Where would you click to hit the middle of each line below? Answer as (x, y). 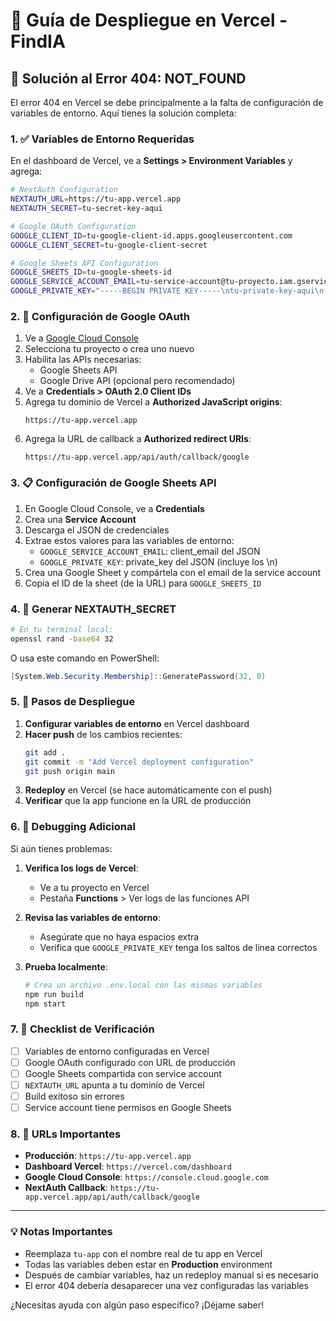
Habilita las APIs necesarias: (83, 360)
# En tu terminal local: (62, 629)
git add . (45, 752)
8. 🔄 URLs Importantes (66, 1134)
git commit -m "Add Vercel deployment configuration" (139, 762)
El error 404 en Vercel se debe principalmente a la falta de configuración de (167, 102)
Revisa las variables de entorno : (92, 917)
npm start (45, 1004)
